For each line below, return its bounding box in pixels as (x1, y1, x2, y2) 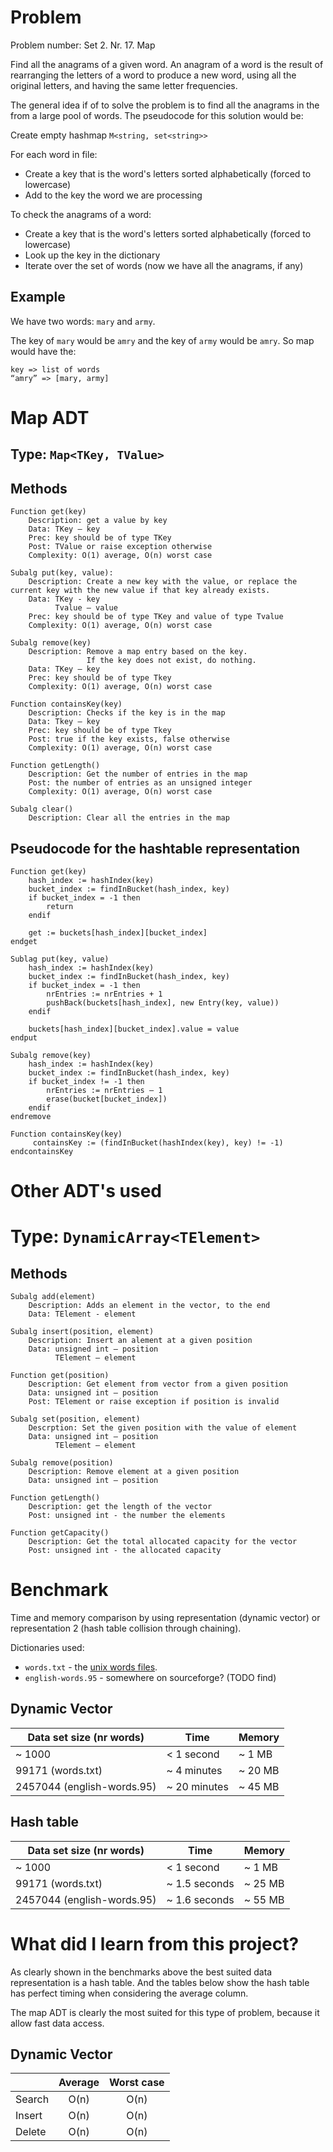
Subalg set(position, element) (10, 1414, 141, 1425)
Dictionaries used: (10, 1642, 85, 1654)
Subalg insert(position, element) (10, 1327, 155, 1337)
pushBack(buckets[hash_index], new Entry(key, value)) (46, 997, 280, 1008)
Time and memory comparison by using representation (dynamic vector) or (10, 1612, 321, 1624)
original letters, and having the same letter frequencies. (10, 79, 238, 91)
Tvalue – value (54, 603, 118, 613)
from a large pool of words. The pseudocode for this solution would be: (10, 109, 304, 121)
